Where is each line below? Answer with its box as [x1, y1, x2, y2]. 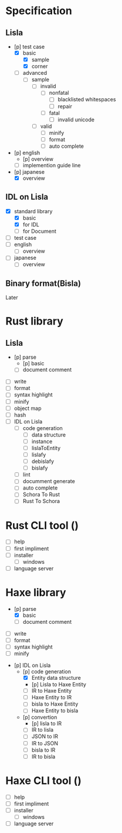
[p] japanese [13, 168, 45, 175]
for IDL [22, 221, 39, 228]
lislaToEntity [31, 444, 61, 451]
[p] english [13, 149, 40, 156]
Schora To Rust [22, 491, 60, 498]
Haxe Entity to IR [31, 694, 72, 701]
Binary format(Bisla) [5, 278, 82, 288]
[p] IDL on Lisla [13, 662, 51, 669]
